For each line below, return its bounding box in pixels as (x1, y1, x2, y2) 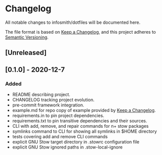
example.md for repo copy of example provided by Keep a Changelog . (12, 107, 156, 113)
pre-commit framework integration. (12, 102, 84, 108)
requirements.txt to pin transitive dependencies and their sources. (12, 118, 147, 124)
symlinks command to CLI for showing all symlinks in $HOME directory (12, 128, 157, 134)
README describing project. (12, 92, 70, 98)
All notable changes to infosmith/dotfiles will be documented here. (5, 19, 141, 25)
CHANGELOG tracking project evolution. (12, 97, 95, 103)
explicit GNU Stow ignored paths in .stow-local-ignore (12, 144, 123, 150)
